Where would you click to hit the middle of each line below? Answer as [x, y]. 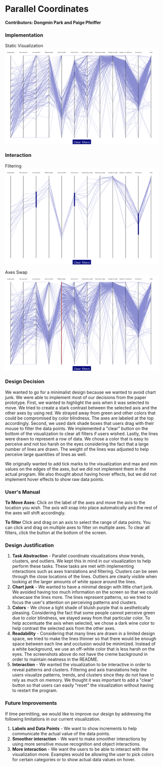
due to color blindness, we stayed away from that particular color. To [81, 618]
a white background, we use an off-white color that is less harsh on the [83, 649]
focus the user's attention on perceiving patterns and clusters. [74, 602]
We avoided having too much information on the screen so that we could [85, 592]
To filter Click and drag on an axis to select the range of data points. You [78, 522]
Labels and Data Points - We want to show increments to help [74, 728]
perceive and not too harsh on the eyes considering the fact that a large [77, 444]
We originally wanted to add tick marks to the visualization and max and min [81, 463]
